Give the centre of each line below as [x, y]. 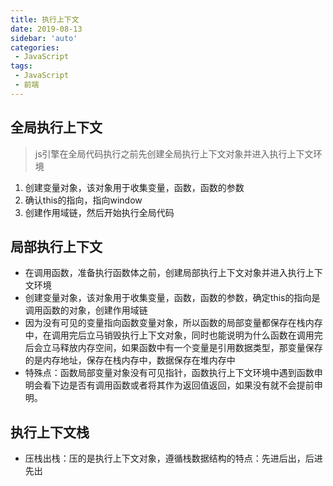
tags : [21, 66]
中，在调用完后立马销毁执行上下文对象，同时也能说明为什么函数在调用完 [173, 335]
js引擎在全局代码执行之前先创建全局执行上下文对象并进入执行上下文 [174, 153]
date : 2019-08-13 [46, 29]
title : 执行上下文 [45, 19]
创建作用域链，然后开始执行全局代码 [99, 212]
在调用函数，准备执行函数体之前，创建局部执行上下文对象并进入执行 [165, 273]
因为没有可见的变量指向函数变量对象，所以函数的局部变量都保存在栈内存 [173, 323]
